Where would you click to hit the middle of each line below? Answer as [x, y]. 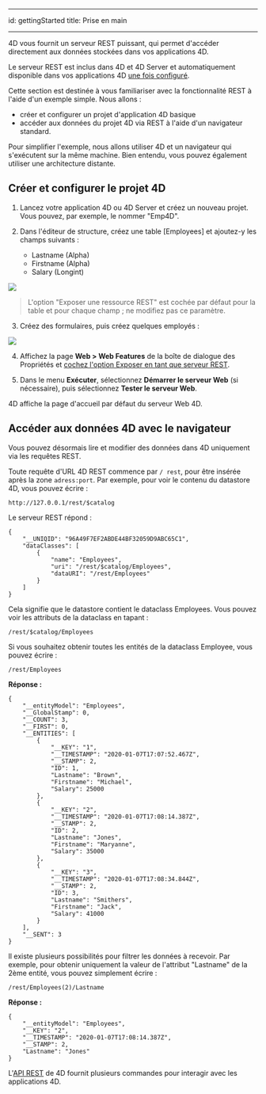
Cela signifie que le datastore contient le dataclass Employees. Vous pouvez [133, 609]
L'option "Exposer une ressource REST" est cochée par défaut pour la [141, 302]
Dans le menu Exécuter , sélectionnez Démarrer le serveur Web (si [129, 379]
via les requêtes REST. [45, 456]
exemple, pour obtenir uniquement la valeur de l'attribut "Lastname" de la [128, 964]
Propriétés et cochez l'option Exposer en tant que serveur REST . [125, 364]
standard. [35, 131]
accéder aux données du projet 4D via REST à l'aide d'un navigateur [131, 123]
